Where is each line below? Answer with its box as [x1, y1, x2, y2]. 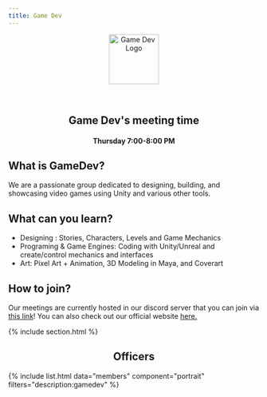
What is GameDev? [8, 159, 105, 173]
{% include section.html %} [8, 327, 99, 336]
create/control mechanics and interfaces [19, 250, 154, 260]
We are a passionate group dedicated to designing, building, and [8, 181, 221, 190]
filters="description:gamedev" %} [8, 379, 120, 389]
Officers [112, 350, 155, 363]
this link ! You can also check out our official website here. [8, 312, 198, 321]
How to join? [8, 281, 72, 296]
